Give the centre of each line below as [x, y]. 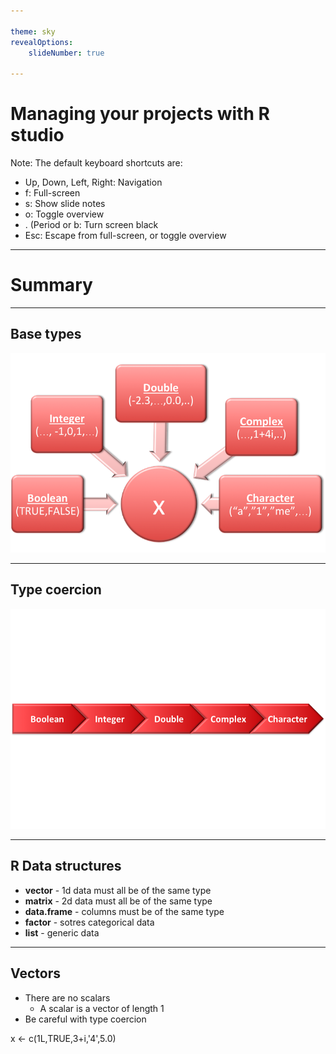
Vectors [35, 973]
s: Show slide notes [65, 204]
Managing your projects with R [140, 114]
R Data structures [66, 866]
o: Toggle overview [64, 214]
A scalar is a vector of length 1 [102, 1008]
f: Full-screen [52, 193]
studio [37, 135]
